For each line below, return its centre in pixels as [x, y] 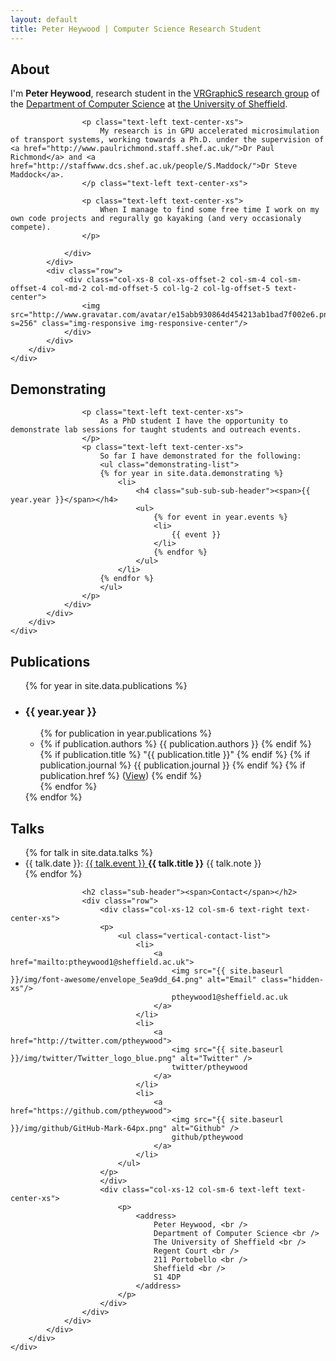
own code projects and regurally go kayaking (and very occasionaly [156, 219]
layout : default [44, 19]
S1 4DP [167, 1277]
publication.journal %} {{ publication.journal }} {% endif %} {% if [172, 765]
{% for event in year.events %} [220, 517]
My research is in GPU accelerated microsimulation [209, 131]
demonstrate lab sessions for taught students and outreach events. [156, 430]
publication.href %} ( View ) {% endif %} [121, 776]
